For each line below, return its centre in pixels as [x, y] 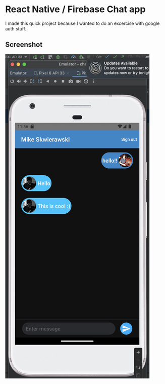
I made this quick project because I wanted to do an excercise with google [82, 23]
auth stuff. [16, 28]
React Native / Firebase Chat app [75, 9]
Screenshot [24, 45]
